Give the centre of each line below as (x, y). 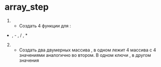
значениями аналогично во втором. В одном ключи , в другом (85, 55)
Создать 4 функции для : (45, 25)
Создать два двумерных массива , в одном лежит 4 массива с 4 (87, 50)
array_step (27, 7)
